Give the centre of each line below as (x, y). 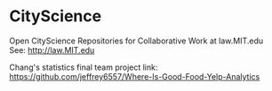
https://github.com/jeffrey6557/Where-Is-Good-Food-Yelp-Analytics (135, 76)
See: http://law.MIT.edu (52, 49)
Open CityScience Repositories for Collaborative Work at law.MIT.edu (136, 41)
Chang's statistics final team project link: (84, 67)
